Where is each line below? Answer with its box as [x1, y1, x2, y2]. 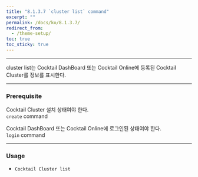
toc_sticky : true [6, 42, 49, 48]
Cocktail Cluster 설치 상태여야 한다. [6, 106, 89, 113]
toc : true [6, 36, 31, 42]
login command [6, 132, 45, 139]
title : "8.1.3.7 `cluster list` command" [6, 8, 110, 15]
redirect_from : [6, 25, 44, 31]
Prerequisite [6, 92, 42, 100]
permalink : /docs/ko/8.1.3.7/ [6, 19, 81, 25]
